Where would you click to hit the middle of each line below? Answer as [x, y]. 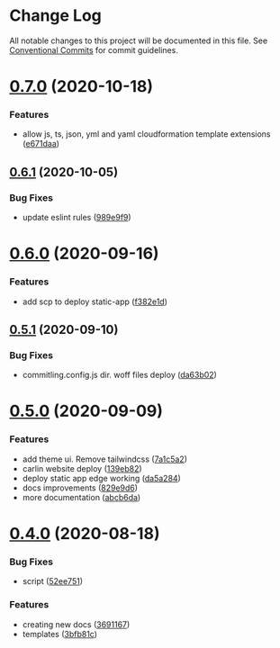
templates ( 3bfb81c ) [59, 634]
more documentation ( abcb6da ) [81, 497]
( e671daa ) [41, 144]
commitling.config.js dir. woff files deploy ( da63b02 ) [120, 375]
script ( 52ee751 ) [53, 581]
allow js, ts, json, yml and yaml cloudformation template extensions [147, 134]
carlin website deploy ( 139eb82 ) [82, 468]
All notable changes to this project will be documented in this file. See [139, 40]
